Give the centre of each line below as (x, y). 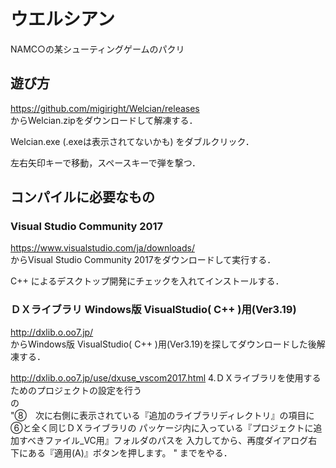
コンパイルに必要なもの (82, 197)
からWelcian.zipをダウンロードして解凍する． (104, 120)
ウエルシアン (62, 19)
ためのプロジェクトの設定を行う (76, 390)
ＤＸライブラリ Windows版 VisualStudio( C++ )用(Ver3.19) (153, 310)
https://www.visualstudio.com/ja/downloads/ (102, 248)
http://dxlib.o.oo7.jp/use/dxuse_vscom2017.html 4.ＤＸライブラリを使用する (166, 377)
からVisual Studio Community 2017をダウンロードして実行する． (143, 260)
